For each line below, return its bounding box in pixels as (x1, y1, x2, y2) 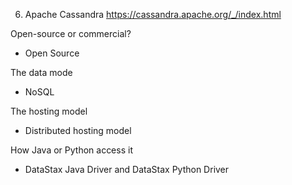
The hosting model (10, 105, 88, 117)
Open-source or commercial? (10, 28, 132, 39)
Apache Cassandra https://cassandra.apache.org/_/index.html (24, 9, 282, 20)
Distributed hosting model (24, 125, 132, 136)
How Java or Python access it (10, 144, 133, 156)
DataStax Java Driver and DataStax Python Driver (24, 164, 230, 175)
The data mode (10, 67, 73, 78)
